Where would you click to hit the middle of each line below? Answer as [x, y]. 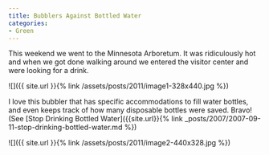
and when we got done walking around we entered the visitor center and [128, 62]
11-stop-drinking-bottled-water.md [65, 127]
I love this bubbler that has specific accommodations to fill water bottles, [128, 102]
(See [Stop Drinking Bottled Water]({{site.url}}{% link [96, 119]
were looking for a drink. [49, 71]
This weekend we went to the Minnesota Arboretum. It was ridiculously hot [132, 54]
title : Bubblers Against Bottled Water [75, 16]
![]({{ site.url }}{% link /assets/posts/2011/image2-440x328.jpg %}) [120, 143]
